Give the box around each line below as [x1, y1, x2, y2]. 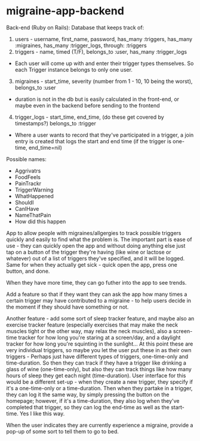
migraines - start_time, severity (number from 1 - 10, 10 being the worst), [14, 78, 193, 85]
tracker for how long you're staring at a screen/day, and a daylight [18, 334, 181, 341]
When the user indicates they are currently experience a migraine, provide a [6, 421, 193, 428]
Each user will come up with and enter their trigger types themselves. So [14, 60, 194, 67]
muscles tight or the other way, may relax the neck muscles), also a [6, 327, 172, 335]
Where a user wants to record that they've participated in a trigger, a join [14, 131, 194, 138]
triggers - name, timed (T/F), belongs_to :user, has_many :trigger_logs [14, 48, 187, 55]
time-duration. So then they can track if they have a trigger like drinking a [6, 359, 187, 366]
